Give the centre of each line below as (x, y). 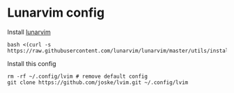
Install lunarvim (29, 32)
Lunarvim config (56, 13)
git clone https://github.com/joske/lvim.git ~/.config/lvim (98, 82)
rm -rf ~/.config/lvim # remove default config (78, 76)
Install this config (32, 63)
